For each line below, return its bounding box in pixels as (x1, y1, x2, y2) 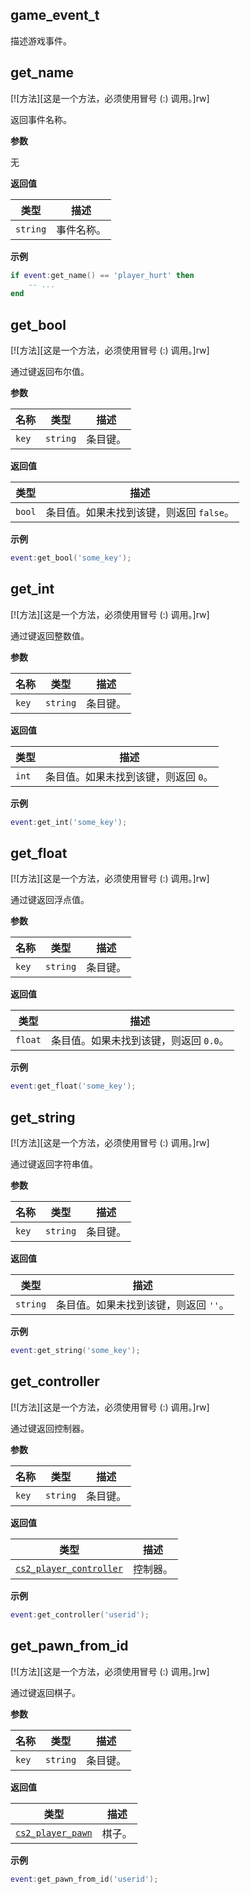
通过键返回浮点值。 (10, 894, 90, 906)
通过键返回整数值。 (10, 629, 90, 642)
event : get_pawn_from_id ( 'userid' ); (10, 1874, 159, 1884)
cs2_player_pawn (15, 1827, 93, 1838)
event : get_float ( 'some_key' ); (10, 1081, 137, 1092)
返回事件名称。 (10, 113, 72, 125)
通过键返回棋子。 (10, 1686, 81, 1698)
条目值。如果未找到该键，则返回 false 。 (45, 506, 235, 520)
